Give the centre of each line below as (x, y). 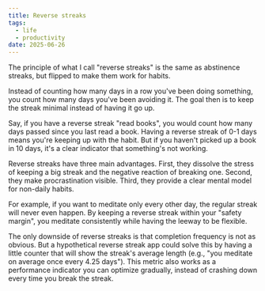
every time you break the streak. (61, 278)
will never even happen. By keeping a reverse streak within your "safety (125, 213)
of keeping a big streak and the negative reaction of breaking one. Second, (131, 172)
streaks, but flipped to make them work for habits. (90, 76)
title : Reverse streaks (47, 15)
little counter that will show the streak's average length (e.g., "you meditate (131, 253)
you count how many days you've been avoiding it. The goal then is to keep (131, 100)
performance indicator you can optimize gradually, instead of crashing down (133, 270)
